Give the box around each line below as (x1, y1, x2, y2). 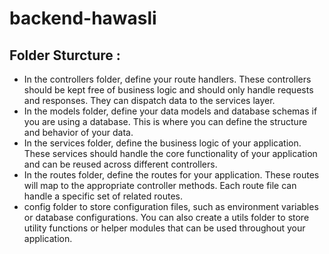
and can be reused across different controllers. (23, 158, 218, 170)
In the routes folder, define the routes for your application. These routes (23, 169, 320, 181)
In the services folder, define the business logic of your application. (23, 137, 302, 149)
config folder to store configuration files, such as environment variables (23, 201, 319, 212)
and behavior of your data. (23, 127, 134, 138)
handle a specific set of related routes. (23, 190, 183, 202)
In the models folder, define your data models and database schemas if (23, 105, 318, 117)
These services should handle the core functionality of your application (23, 148, 318, 159)
